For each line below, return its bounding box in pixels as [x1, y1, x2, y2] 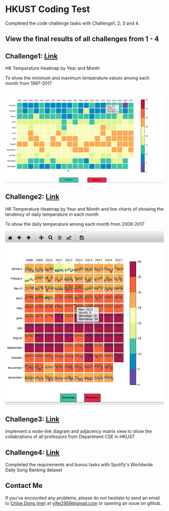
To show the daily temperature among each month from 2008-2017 [5, 221, 145, 227]
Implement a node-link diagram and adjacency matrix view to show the [5, 429, 152, 435]
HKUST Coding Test [5, 4, 90, 15]
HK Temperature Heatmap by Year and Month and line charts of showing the [5, 206, 164, 212]
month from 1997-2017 [5, 80, 52, 87]
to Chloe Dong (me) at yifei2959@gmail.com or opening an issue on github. [5, 500, 162, 506]
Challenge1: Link [5, 52, 58, 60]
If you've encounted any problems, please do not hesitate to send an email [5, 494, 160, 501]
